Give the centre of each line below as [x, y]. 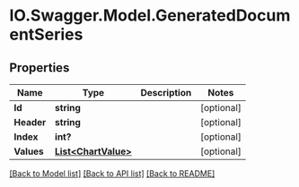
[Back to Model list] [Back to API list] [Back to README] [112, 174]
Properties [40, 68]
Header [30, 122]
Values [29, 151]
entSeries [46, 34]
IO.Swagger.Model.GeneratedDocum [150, 16]
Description [166, 93]
